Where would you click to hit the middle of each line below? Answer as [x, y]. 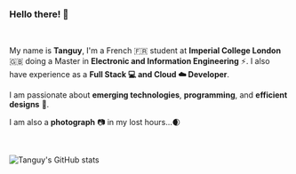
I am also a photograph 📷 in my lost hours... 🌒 [95, 123]
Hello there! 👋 [39, 14]
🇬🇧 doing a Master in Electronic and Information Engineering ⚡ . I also [140, 61]
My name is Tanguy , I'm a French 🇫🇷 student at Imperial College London [145, 51]
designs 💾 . [29, 105]
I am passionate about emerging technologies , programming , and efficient [148, 95]
